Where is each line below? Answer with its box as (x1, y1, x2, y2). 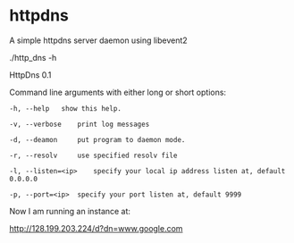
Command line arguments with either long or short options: (9, 87, 226, 97)
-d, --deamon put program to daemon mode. (9, 135, 186, 144)
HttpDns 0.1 (9, 69, 52, 80)
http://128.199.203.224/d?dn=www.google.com (9, 222, 183, 233)
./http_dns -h (9, 52, 57, 63)
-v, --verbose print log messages (9, 120, 150, 129)
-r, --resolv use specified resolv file (9, 151, 178, 160)
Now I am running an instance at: (9, 205, 131, 216)
